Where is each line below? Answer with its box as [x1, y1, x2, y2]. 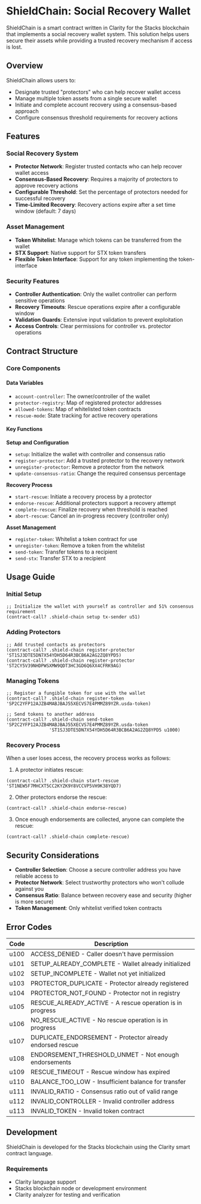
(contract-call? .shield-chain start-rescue [6, 778, 119, 784]
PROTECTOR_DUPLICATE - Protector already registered [31, 979, 189, 987]
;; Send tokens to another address [6, 711, 95, 718]
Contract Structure [6, 346, 78, 356]
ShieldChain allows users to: [6, 76, 76, 84]
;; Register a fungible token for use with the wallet [6, 690, 146, 697]
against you [14, 885, 44, 893]
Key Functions [6, 426, 43, 433]
